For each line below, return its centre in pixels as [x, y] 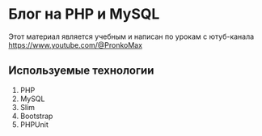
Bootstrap [36, 116]
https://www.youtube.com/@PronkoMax [76, 45]
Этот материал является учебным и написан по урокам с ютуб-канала [131, 36]
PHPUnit [34, 124]
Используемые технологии [81, 71]
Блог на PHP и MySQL [84, 14]
